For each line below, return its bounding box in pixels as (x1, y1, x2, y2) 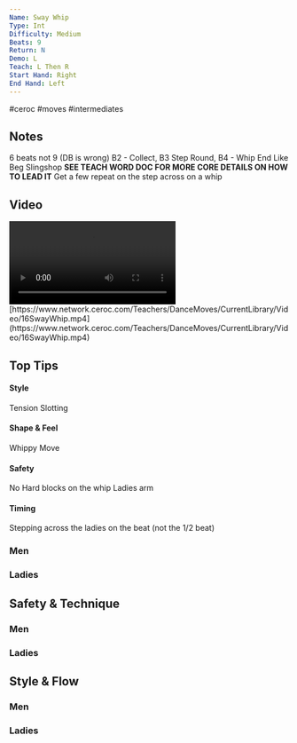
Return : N (9, 46, 46, 55)
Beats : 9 (9, 37, 42, 47)
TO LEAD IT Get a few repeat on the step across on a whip (9, 171, 223, 182)
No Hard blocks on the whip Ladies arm (9, 483, 154, 494)
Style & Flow (9, 674, 80, 689)
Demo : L (9, 54, 38, 63)
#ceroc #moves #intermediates (9, 103, 124, 114)
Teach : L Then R (9, 63, 69, 72)
